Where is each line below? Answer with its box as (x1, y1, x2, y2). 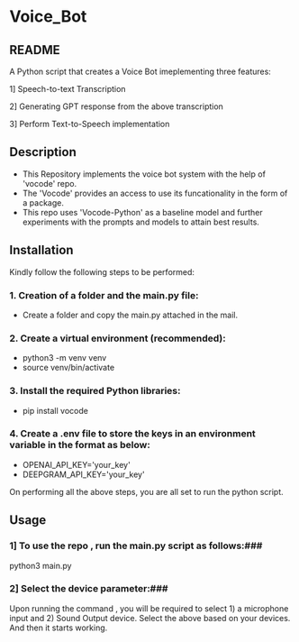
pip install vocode (22, 405, 88, 416)
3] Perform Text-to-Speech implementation (9, 119, 170, 129)
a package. (22, 197, 65, 208)
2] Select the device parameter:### (9, 582, 168, 595)
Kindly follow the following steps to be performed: (9, 266, 195, 277)
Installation (9, 243, 74, 258)
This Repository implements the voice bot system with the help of (22, 169, 266, 179)
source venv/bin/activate (22, 362, 115, 373)
